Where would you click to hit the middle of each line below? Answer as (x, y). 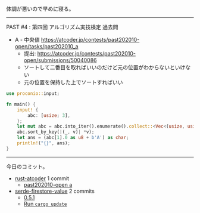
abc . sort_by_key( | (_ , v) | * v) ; (56, 132)
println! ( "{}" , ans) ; (43, 143)
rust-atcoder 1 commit (42, 178)
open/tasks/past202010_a (46, 46)
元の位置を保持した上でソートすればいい (73, 82)
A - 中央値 (27, 40)
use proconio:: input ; (33, 94)
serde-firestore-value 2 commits (55, 191)
